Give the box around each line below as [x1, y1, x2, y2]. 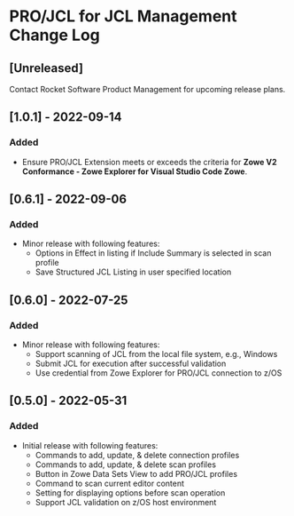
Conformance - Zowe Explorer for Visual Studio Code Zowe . [21, 166, 248, 177]
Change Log [9, 25, 100, 45]
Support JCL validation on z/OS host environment [35, 496, 217, 507]
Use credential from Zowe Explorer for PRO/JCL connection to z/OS [35, 368, 282, 378]
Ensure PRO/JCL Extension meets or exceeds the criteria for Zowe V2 [21, 156, 277, 167]
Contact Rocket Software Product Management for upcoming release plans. [9, 84, 286, 94]
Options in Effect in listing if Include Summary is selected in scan [35, 248, 272, 258]
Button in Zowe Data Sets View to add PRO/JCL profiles [35, 468, 237, 479]
